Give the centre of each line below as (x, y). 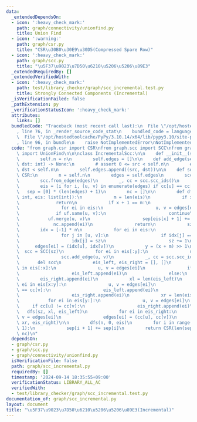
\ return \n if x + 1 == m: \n (84, 202)
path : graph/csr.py (40, 45)
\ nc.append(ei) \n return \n (86, 224)
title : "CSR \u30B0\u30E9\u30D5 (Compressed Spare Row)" (85, 50)
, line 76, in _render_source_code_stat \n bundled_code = (93, 132)
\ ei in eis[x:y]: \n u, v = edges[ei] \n (86, 284)
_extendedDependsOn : (36, 17)
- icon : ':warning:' (36, 39)
